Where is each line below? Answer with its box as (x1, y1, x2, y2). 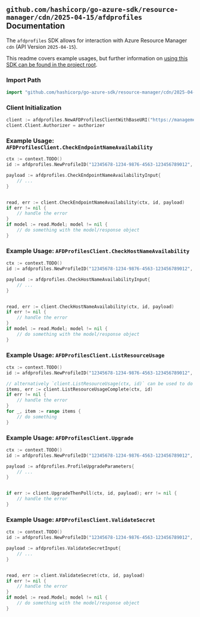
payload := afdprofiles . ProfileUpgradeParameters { (6, 463, 135, 469)
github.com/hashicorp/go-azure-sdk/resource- (6, 5, 179, 14)
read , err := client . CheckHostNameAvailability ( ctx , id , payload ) (6, 304, 174, 310)
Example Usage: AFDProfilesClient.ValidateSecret (6, 515, 156, 523)
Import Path (6, 76, 41, 84)
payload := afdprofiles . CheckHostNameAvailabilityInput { (6, 276, 151, 282)
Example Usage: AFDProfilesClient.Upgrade (6, 434, 134, 442)
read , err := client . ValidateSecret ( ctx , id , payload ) (6, 572, 145, 578)
